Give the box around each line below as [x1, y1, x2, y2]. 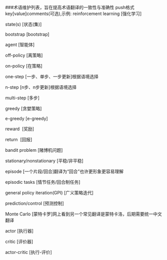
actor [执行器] [5, 228, 34, 234]
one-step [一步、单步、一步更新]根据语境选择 [5, 74, 98, 79]
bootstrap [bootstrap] [5, 32, 49, 37]
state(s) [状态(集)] [5, 22, 42, 27]
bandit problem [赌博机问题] [5, 147, 63, 153]
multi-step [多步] [5, 95, 40, 101]
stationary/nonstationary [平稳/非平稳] [5, 158, 83, 164]
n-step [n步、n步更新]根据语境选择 [5, 84, 76, 90]
